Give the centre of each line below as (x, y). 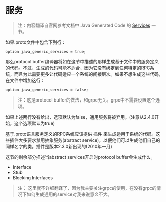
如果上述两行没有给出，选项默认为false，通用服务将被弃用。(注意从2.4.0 (80, 117)
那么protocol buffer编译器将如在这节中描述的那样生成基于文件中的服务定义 (82, 61)
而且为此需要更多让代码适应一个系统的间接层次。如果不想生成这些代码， (89, 74)
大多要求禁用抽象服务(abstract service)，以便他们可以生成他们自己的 (89, 140)
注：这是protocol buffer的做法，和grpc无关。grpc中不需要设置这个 (87, 100)
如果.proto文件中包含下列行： (36, 42)
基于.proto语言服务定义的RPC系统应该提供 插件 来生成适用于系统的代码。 (81, 134)
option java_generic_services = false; (47, 90)
